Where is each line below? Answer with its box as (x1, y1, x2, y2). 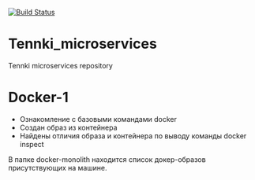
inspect (19, 139, 45, 149)
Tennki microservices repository (8, 61, 113, 70)
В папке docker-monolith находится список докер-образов (8, 154, 207, 164)
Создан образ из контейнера (19, 123, 118, 132)
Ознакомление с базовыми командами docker (19, 114, 178, 123)
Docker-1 (8, 89, 69, 106)
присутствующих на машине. (8, 163, 107, 172)
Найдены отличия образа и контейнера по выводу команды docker (19, 130, 247, 141)
